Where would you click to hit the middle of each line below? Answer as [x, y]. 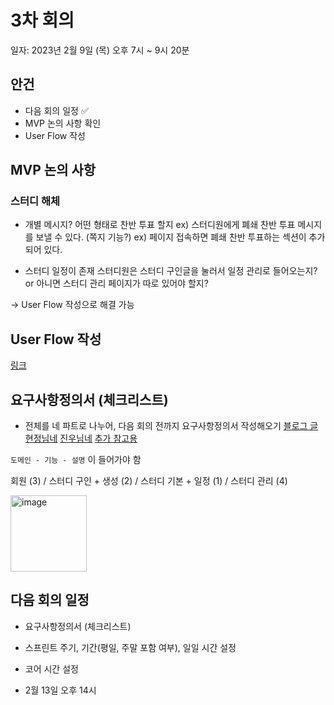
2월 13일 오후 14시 [60, 690]
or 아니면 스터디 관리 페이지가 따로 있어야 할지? [116, 283]
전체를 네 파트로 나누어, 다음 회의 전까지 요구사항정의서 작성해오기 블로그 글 [171, 426]
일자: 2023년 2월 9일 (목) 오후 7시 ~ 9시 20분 [100, 50]
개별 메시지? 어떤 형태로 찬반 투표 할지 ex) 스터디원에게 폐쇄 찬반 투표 [160, 225]
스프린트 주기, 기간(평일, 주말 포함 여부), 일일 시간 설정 [130, 647]
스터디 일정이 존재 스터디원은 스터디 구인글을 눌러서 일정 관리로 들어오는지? [171, 271]
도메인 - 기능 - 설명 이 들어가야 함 [76, 460]
